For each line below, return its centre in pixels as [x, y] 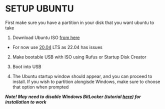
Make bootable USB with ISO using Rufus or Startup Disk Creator [79, 57]
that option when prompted [40, 87]
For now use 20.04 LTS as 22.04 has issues [57, 47]
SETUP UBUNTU [39, 9]
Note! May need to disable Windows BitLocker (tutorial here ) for [73, 96]
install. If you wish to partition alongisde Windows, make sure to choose [86, 81]
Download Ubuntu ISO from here [46, 37]
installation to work [26, 102]
